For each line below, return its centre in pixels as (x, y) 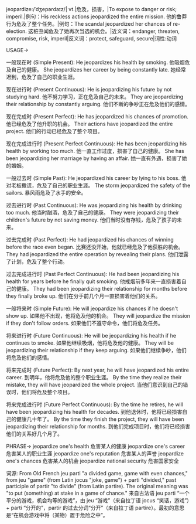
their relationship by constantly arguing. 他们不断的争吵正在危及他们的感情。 (98, 104)
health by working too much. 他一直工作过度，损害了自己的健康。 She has (95, 151)
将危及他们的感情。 (29, 358)
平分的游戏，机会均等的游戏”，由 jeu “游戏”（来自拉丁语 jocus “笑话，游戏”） (98, 500)
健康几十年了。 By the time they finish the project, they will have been (100, 419)
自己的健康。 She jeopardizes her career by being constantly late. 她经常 (98, 69)
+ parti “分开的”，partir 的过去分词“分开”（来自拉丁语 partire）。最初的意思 (95, 508)
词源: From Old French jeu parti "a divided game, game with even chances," (97, 473)
